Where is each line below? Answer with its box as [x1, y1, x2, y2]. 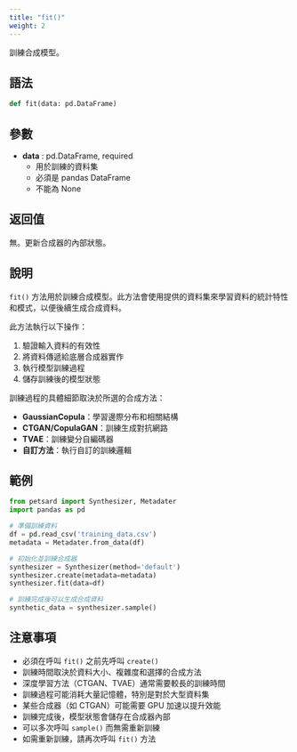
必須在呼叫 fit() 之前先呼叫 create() [21, 655, 159, 666]
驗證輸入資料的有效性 [21, 340, 100, 351]
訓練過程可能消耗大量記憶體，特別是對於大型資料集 [21, 689, 210, 699]
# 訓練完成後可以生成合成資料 [9, 595, 104, 604]
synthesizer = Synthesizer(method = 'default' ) [9, 562, 181, 571]
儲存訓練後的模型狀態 [21, 373, 100, 384]
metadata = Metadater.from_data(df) [9, 538, 145, 547]
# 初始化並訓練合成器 [9, 554, 77, 563]
